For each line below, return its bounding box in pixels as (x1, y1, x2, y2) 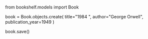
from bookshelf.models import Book (5, 4, 79, 10)
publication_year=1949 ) (5, 19, 55, 25)
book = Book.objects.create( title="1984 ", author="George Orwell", (5, 14, 144, 19)
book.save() (5, 29, 30, 34)
